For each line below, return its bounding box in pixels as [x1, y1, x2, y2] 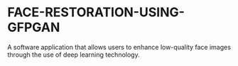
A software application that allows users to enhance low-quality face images [7, 43, 231, 51]
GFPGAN [7, 19, 60, 35]
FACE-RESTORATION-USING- [7, 4, 185, 21]
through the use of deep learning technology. [7, 50, 140, 59]
